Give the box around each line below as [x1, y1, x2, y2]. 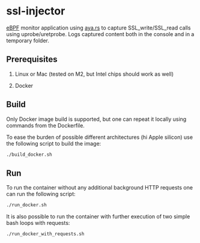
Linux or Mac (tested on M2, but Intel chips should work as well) [14, 70, 174, 78]
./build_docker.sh [6, 152, 52, 158]
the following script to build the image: [6, 140, 102, 147]
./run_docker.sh [6, 202, 47, 208]
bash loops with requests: [6, 220, 70, 227]
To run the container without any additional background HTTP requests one [6, 184, 193, 191]
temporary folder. [6, 37, 49, 44]
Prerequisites [6, 54, 58, 64]
